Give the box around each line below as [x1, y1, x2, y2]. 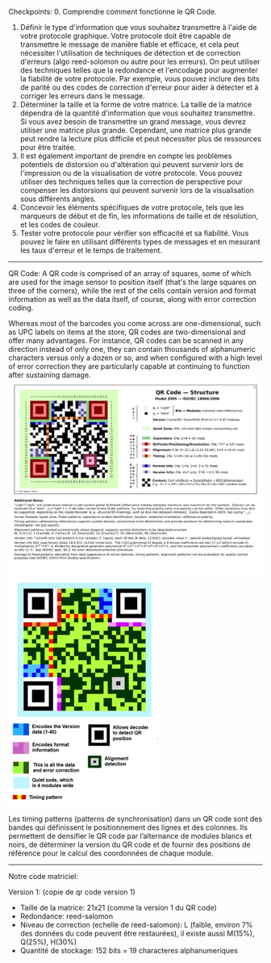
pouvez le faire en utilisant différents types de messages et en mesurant [19, 237, 261, 246]
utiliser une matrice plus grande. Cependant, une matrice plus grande [19, 125, 252, 135]
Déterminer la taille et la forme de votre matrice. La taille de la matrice [19, 100, 252, 109]
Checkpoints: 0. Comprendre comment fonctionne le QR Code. [8, 7, 217, 16]
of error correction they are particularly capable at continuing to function [8, 362, 250, 371]
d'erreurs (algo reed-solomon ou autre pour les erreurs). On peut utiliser [19, 57, 261, 66]
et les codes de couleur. [19, 220, 101, 229]
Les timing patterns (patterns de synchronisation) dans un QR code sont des [8, 814, 263, 824]
